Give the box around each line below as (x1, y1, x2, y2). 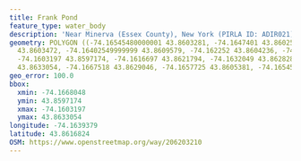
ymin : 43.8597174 (17, 96, 82, 106)
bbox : (9, 80, 30, 89)
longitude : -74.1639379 (9, 122, 99, 131)
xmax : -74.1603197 (17, 105, 87, 114)
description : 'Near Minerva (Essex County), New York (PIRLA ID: (9, 30, 258, 38)
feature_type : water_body (9, 21, 106, 30)
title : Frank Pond (9, 13, 78, 22)
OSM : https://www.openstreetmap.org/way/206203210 (9, 138, 202, 147)
